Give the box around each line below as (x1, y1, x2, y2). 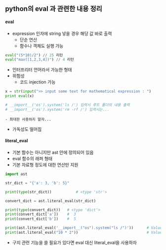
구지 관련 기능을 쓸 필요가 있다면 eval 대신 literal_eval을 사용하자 (12, 239, 137, 246)
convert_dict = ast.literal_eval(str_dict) (5, 198, 96, 204)
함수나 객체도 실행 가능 (19, 42, 64, 48)
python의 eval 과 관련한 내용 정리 (5, 4, 102, 13)
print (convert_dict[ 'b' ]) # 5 (5, 216, 77, 221)
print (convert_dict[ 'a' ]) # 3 (5, 212, 77, 217)
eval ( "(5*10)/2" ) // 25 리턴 (5, 52, 63, 58)
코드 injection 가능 (19, 79, 56, 85)
